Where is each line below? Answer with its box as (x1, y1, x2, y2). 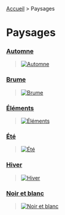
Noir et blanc (6, 189, 45, 197)
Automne (6, 47, 34, 55)
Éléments (6, 104, 35, 112)
